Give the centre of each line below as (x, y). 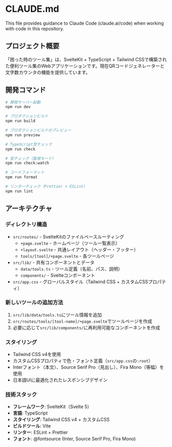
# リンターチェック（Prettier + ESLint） (46, 187)
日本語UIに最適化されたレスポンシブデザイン (60, 380)
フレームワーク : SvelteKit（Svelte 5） (52, 407)
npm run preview (23, 135)
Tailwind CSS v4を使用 (37, 355)
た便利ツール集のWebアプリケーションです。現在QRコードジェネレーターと (85, 66)
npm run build (21, 121)
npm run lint (19, 191)
